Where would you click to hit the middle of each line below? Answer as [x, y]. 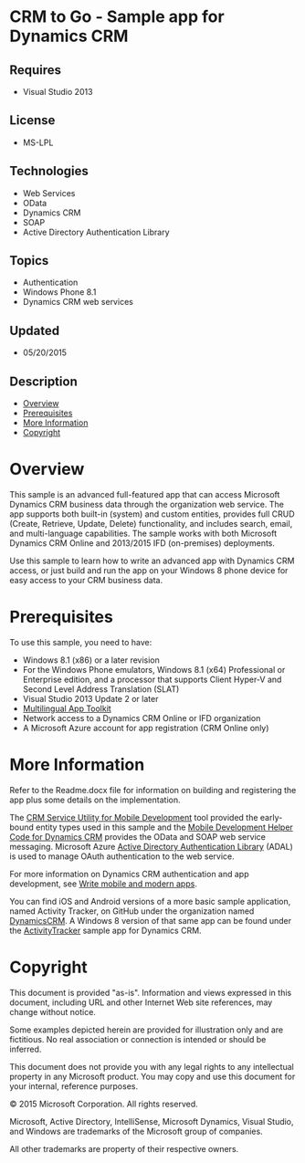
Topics [29, 261]
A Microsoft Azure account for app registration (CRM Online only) [146, 728]
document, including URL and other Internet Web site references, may [141, 1002]
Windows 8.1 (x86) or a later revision [91, 660]
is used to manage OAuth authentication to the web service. [122, 856]
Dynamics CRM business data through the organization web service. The [147, 504]
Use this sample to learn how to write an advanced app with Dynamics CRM [152, 561]
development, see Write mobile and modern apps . [104, 884]
